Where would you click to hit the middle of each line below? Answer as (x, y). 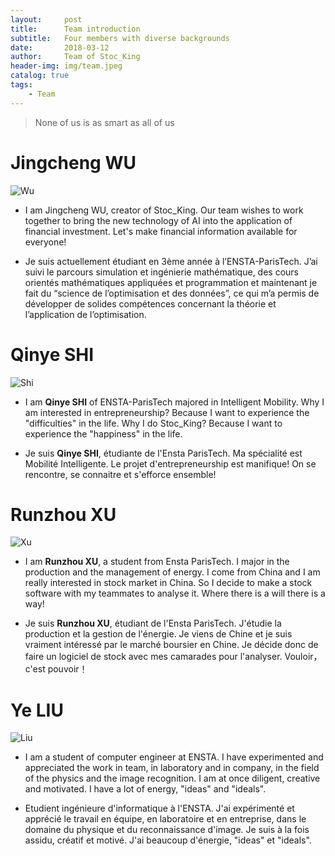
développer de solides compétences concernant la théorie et (150, 303)
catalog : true (40, 76)
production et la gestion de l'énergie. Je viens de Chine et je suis (158, 634)
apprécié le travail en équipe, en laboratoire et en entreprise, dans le (165, 819)
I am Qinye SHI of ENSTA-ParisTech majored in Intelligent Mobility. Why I (174, 402)
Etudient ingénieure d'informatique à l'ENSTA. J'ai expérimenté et (159, 808)
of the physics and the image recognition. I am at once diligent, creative (172, 778)
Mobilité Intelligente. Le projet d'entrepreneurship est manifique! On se (170, 463)
